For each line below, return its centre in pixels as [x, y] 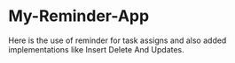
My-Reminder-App [79, 16]
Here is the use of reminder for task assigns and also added [117, 40]
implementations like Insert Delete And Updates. [97, 49]
